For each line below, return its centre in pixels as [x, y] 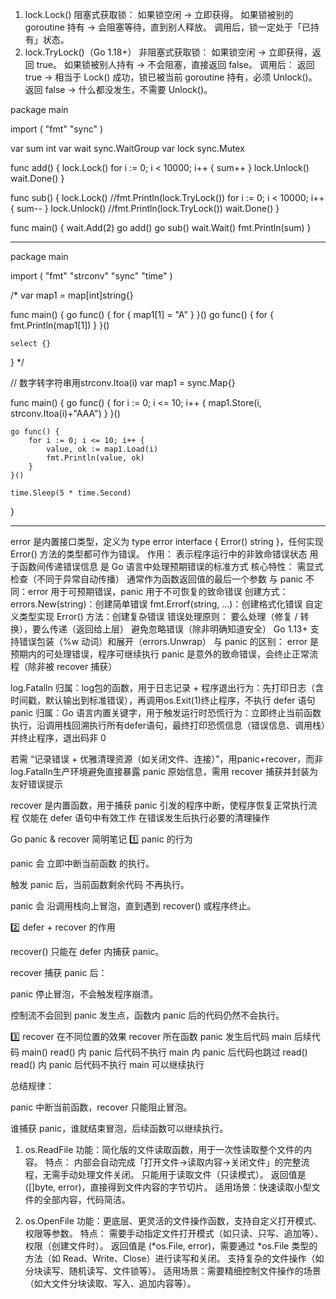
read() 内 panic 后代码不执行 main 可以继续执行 [107, 1064]
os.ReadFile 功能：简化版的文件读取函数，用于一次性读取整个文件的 [164, 1149]
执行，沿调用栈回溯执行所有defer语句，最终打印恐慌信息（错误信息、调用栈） [168, 725]
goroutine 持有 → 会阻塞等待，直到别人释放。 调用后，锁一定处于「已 [167, 27]
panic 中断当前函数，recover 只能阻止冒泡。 [101, 1107]
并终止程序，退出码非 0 [58, 737]
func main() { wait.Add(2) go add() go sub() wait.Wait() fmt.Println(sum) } [161, 227]
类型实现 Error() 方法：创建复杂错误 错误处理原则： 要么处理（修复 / [158, 616]
